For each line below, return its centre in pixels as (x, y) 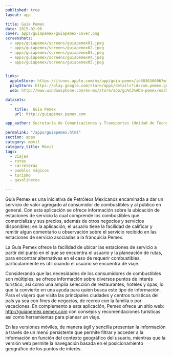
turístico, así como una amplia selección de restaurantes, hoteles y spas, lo (84, 284)
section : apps (20, 137)
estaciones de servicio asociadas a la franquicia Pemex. (64, 237)
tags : (11, 152)
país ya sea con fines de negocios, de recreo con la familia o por (73, 301)
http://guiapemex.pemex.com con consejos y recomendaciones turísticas (83, 311)
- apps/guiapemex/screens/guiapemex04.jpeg (57, 57)
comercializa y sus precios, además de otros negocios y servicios (75, 221)
